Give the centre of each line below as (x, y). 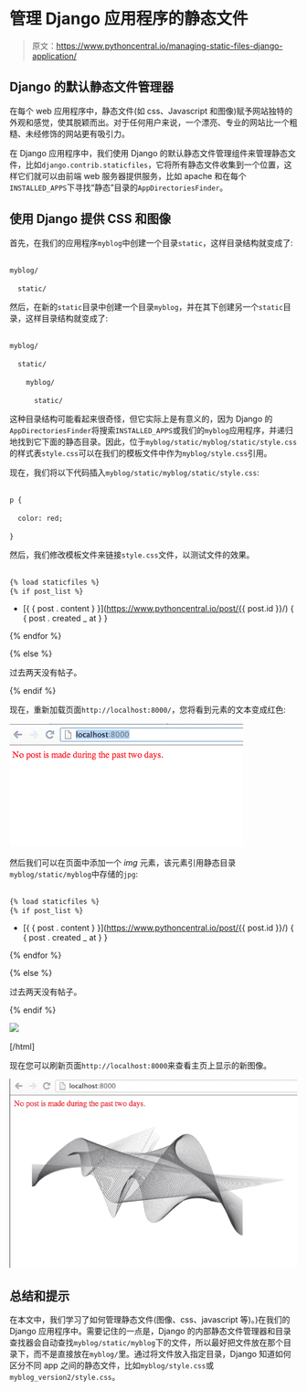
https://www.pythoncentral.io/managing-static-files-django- (169, 46)
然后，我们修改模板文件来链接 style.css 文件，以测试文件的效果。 (132, 555)
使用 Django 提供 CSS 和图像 (90, 219)
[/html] (22, 1046)
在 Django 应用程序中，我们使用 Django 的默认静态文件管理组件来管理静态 (148, 153)
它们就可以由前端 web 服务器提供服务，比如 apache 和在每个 (132, 175)
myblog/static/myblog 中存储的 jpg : (74, 874)
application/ (54, 56)
